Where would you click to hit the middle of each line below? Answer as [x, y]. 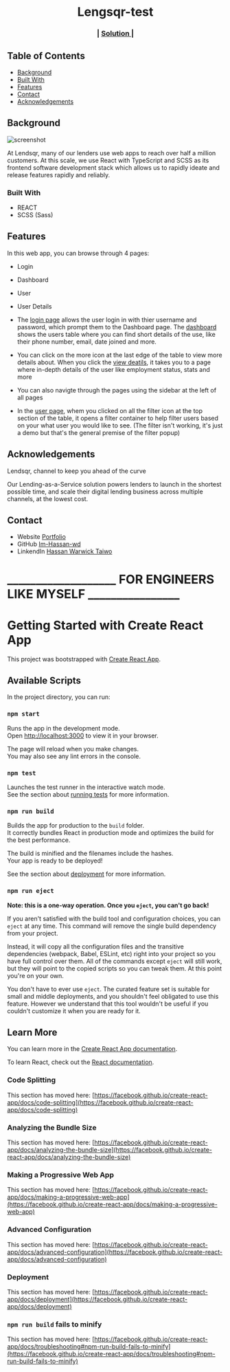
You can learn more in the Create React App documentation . [92, 1049]
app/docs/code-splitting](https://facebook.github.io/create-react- [100, 1102]
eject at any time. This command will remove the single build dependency [112, 926]
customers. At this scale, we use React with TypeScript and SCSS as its [108, 160]
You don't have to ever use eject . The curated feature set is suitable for [108, 989]
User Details [34, 306]
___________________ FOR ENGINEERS [111, 579]
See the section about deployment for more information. [87, 874]
